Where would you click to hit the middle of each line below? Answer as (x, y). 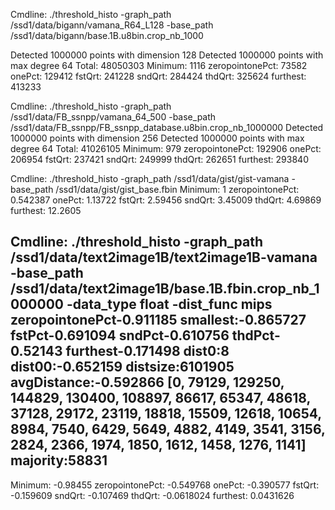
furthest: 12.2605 (46, 210)
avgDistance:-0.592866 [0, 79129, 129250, (147, 382)
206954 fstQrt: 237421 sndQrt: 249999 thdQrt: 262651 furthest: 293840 (159, 159)
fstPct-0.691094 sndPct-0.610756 (120, 335)
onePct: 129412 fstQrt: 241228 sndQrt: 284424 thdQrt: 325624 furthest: (158, 76)
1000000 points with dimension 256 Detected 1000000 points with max (157, 138)
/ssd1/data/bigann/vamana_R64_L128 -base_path (112, 25)
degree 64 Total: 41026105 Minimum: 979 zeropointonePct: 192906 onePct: (166, 148)
